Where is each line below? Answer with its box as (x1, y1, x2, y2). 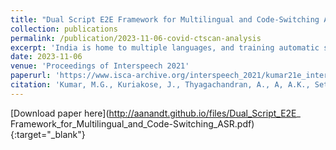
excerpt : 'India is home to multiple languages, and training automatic (10, 42, 320, 53)
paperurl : (10, 71, 52, 81)
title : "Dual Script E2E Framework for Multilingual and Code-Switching (10, 14, 320, 25)
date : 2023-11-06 (10, 52, 83, 62)
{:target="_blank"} (10, 128, 86, 140)
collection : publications (10, 24, 118, 34)
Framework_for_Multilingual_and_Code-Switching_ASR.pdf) (10, 117, 255, 130)
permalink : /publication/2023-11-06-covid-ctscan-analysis (10, 33, 262, 43)
